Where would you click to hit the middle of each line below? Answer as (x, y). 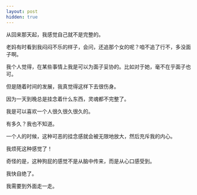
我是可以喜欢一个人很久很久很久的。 (50, 111)
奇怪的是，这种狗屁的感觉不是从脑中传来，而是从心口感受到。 (81, 161)
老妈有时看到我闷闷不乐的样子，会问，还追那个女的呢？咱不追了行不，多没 (96, 47)
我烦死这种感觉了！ (29, 148)
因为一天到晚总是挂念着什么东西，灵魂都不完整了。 (68, 99)
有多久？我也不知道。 (32, 124)
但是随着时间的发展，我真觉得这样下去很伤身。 (62, 86)
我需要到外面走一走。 (32, 186)
